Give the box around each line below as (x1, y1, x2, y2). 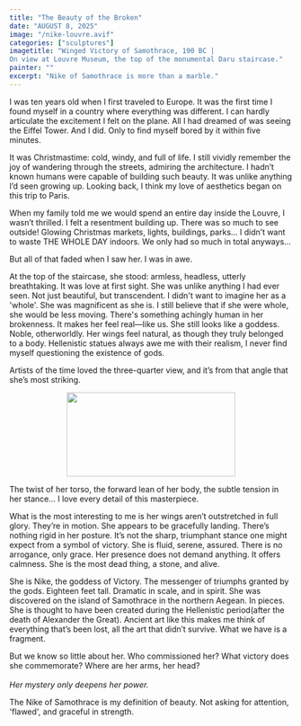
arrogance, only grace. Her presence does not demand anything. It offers (9, 549, 281, 560)
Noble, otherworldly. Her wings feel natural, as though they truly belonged (9, 328, 284, 339)
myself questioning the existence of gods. (9, 347, 164, 358)
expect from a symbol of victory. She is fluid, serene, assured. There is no (9, 539, 283, 550)
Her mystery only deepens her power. (9, 679, 149, 690)
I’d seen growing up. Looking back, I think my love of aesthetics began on (9, 181, 282, 191)
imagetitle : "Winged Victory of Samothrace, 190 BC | (9, 47, 216, 56)
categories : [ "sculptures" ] (9, 38, 115, 48)
